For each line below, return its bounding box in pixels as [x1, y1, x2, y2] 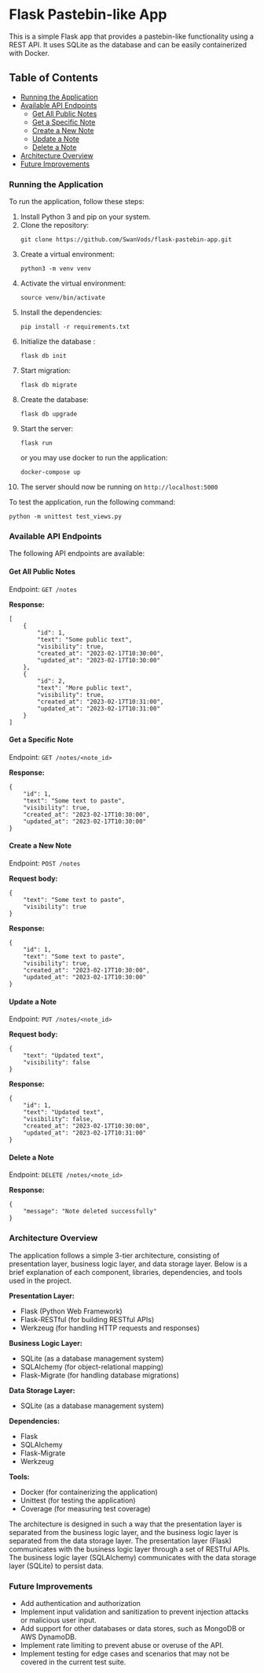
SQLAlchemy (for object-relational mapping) [20, 1362, 164, 1371]
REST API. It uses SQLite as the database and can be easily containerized [9, 39, 247, 49]
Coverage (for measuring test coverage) [20, 1503, 152, 1513]
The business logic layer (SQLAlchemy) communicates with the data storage [9, 1552, 257, 1562]
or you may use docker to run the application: [20, 453, 168, 463]
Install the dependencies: [20, 307, 103, 317]
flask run [20, 439, 53, 447]
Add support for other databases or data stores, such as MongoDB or [20, 1623, 246, 1633]
